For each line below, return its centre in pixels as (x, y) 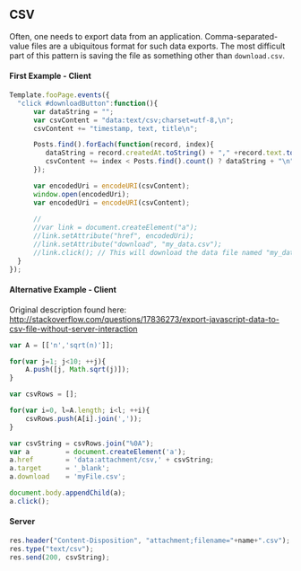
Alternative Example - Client (63, 290)
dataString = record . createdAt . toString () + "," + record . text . (166, 153)
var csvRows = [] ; (43, 394)
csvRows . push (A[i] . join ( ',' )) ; (84, 418)
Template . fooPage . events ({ (60, 95)
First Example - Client (50, 76)
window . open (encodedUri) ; (81, 194)
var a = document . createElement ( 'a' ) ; (98, 452)
